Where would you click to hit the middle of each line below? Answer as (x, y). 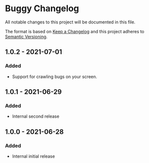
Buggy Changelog (42, 9)
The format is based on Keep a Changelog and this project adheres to (75, 31)
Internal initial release (33, 156)
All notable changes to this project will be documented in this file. (70, 22)
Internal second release (36, 116)
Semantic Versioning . (26, 37)
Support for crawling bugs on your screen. (55, 77)
